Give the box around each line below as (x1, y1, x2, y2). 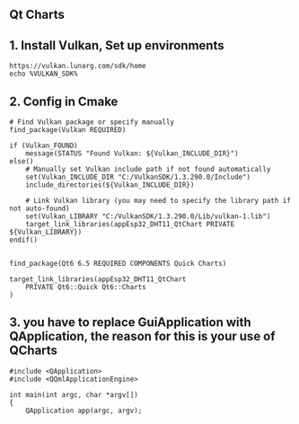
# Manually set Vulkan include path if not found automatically (25, 165, 271, 174)
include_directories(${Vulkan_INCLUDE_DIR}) (25, 181, 195, 190)
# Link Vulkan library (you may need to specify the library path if (25, 197, 292, 206)
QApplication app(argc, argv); (25, 406, 143, 415)
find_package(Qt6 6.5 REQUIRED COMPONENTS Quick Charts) (9, 260, 227, 269)
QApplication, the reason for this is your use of (9, 329, 276, 344)
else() (9, 157, 34, 166)
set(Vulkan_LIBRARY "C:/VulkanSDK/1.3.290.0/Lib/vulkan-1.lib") (25, 212, 271, 221)
